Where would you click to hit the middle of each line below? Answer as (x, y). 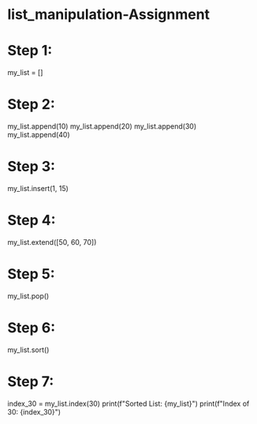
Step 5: (32, 274)
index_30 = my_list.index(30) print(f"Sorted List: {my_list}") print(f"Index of (128, 403)
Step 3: (32, 167)
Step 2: (32, 105)
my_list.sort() (28, 350)
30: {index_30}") (34, 411)
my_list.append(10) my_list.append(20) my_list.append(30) (102, 126)
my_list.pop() (28, 296)
